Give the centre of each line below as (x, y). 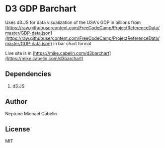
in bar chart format (72, 43)
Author (16, 102)
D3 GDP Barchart (41, 9)
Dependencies (28, 74)
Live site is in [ (20, 53)
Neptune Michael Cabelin (31, 113)
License (18, 129)
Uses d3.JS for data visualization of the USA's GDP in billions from (73, 22)
